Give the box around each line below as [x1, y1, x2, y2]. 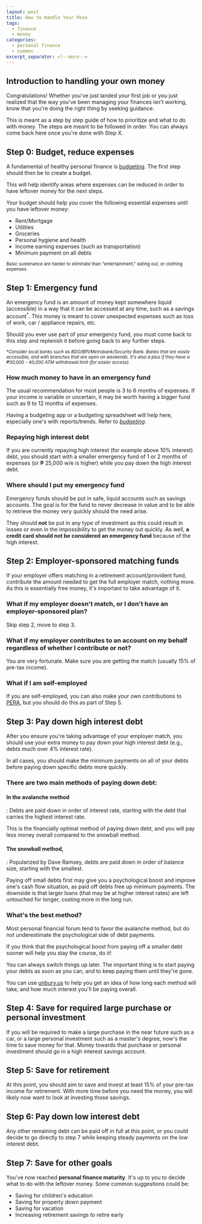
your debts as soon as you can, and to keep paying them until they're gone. [6, 967, 194, 975]
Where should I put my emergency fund [6, 481, 125, 489]
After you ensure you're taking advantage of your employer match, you [6, 733, 183, 740]
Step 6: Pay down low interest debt [6, 1111, 140, 1121]
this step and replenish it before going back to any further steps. [6, 337, 166, 344]
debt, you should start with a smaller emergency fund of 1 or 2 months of [6, 453, 188, 461]
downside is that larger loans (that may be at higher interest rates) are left [6, 890, 189, 897]
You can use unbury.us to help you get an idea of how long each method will [6, 979, 197, 986]
